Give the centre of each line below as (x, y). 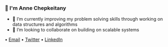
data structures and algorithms (45, 24)
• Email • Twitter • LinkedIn (34, 39)
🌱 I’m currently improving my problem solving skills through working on (87, 19)
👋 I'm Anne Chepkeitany (35, 8)
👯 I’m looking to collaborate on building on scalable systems (76, 30)
